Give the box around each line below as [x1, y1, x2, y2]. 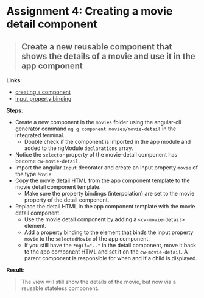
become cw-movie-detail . [15, 157, 80, 165]
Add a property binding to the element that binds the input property [24, 229, 194, 236]
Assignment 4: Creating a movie [6, 4, 173, 18]
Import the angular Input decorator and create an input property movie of [15, 164, 198, 171]
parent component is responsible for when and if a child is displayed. [24, 255, 198, 261]
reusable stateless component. [21, 285, 99, 292]
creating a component [15, 88, 71, 96]
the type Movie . [15, 171, 53, 177]
